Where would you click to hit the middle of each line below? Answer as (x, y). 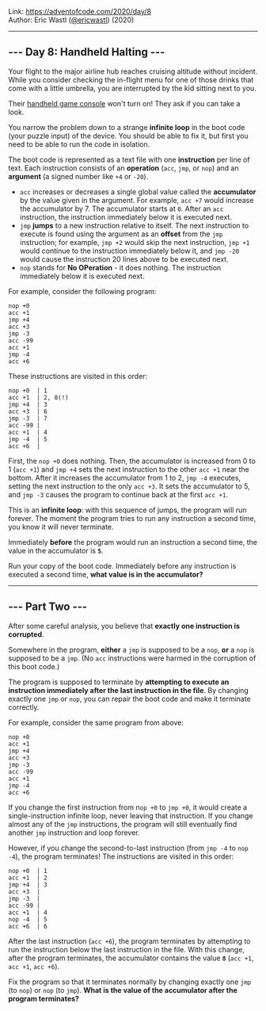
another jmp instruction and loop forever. (74, 833)
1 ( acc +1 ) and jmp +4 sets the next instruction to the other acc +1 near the (129, 469)
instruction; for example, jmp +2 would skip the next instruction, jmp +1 (135, 242)
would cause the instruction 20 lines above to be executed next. (124, 259)
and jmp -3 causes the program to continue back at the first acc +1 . (118, 494)
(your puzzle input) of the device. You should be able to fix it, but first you (128, 136)
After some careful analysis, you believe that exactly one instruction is (124, 626)
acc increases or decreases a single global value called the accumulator (138, 191)
